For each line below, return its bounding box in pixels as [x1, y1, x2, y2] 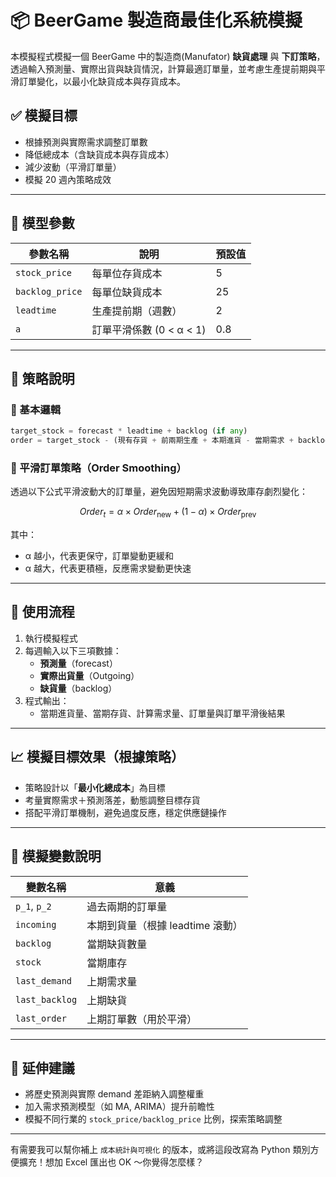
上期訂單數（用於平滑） [86, 1012, 198, 1026]
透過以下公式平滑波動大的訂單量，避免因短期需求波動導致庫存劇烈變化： [10, 486, 308, 498]
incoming [15, 919, 57, 930]
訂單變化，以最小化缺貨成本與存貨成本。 [18, 75, 186, 87]
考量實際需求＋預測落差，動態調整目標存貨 [24, 794, 201, 806]
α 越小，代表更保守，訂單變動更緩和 [24, 550, 175, 562]
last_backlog [15, 994, 78, 1005]
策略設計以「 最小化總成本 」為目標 [24, 781, 166, 793]
